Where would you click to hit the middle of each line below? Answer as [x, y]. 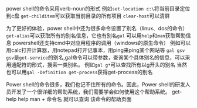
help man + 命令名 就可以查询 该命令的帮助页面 [75, 99]
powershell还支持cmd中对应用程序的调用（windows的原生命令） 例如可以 [102, 43]
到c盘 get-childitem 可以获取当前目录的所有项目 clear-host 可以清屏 [88, 16]
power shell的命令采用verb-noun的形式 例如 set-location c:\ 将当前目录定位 [98, 8]
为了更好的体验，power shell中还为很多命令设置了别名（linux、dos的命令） [97, 28]
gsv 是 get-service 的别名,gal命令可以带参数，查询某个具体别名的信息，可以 [96, 58]
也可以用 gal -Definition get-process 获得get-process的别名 [79, 72]
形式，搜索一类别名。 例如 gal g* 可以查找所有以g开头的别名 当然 [109, 65]
